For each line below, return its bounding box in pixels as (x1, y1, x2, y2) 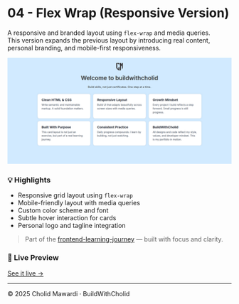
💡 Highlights (7, 175, 51, 185)
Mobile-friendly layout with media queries (17, 199, 141, 207)
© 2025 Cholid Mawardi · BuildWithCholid (7, 289, 130, 298)
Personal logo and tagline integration (17, 222, 126, 230)
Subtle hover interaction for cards (17, 214, 117, 222)
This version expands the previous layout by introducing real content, (7, 36, 211, 44)
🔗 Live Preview (7, 253, 59, 263)
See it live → (7, 268, 44, 278)
